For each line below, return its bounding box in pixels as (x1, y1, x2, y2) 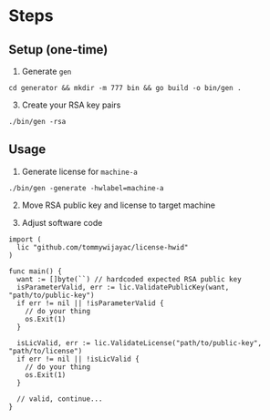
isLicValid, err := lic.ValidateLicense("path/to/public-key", (16, 338, 262, 347)
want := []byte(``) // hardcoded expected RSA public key (16, 274, 243, 283)
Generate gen (21, 66, 72, 77)
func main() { (8, 266, 63, 276)
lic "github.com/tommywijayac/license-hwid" (16, 242, 189, 251)
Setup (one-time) (8, 42, 109, 57)
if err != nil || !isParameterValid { (16, 298, 165, 308)
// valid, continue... (16, 394, 103, 404)
